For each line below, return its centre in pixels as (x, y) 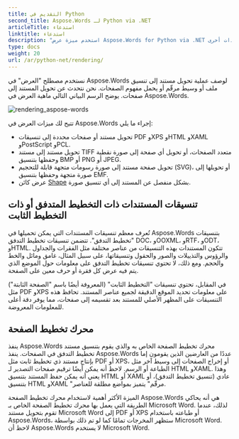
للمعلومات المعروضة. (36, 307)
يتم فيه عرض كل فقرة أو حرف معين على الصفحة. (73, 270)
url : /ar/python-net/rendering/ (56, 60)
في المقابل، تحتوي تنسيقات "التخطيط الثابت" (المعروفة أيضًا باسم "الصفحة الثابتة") (117, 284)
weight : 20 (24, 54)
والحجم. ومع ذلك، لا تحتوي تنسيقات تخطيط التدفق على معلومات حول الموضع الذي (116, 263)
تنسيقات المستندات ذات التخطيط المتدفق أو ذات (103, 204)
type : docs (24, 47)
